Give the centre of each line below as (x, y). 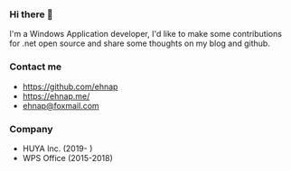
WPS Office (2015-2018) (67, 157)
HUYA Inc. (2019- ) (57, 148)
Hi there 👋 (32, 14)
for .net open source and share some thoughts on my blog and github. (140, 43)
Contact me (36, 67)
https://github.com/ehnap (70, 86)
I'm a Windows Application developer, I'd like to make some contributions (146, 34)
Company (31, 129)
